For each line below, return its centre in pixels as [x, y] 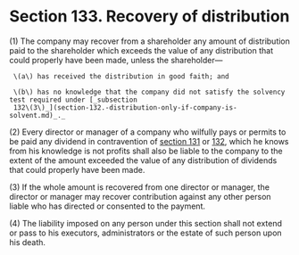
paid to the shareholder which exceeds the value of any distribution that [141, 50]
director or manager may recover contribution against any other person [140, 196]
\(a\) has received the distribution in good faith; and [121, 76]
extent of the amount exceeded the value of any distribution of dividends [143, 160]
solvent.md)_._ [37, 115]
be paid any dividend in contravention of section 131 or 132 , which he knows [149, 141]
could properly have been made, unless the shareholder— [116, 60]
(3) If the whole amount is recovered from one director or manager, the [140, 187]
